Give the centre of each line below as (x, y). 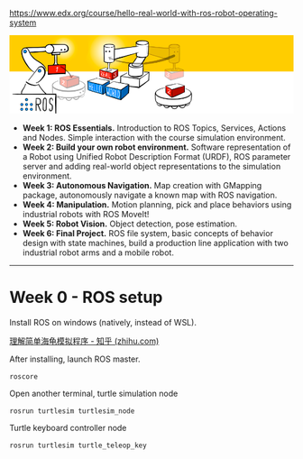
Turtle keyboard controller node (68, 427)
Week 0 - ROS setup (86, 298)
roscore (24, 376)
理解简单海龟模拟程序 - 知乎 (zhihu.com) (84, 341)
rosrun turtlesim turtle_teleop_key (78, 445)
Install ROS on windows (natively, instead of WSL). (103, 322)
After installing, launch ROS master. (75, 359)
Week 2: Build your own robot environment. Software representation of (156, 147)
